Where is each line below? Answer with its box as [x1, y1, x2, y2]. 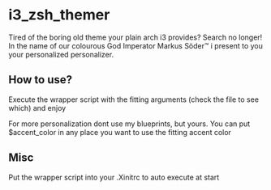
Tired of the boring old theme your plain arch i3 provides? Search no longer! [8, 32, 263, 42]
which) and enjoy [8, 103, 67, 112]
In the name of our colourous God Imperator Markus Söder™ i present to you [8, 40, 264, 50]
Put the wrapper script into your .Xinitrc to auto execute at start [8, 172, 220, 182]
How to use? [8, 73, 73, 87]
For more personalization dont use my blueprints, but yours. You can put [8, 119, 251, 129]
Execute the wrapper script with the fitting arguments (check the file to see [8, 95, 260, 104]
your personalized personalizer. [8, 49, 114, 59]
